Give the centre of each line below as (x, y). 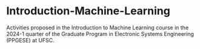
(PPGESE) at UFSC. (30, 40)
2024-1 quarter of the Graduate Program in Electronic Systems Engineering (100, 33)
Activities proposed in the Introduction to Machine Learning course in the (98, 27)
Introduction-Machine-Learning (88, 11)
